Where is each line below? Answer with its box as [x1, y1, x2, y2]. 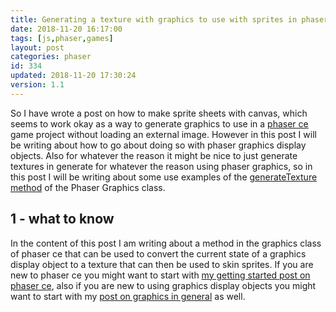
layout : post [10, 42, 65, 53]
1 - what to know [10, 211, 115, 228]
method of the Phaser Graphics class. [10, 181, 166, 193]
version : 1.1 [10, 80, 65, 90]
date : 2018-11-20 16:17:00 [10, 24, 123, 34]
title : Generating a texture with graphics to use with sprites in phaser [10, 14, 329, 25]
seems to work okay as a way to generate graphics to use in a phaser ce [10, 117, 309, 130]
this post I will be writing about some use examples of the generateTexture [10, 171, 318, 183]
